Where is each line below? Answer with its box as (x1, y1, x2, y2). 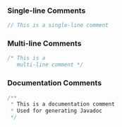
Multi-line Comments (7, 38, 82, 48)
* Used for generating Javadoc (10, 107, 102, 115)
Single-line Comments (7, 6, 86, 16)
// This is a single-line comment (7, 22, 109, 29)
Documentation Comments (7, 78, 102, 88)
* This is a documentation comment (10, 101, 115, 108)
